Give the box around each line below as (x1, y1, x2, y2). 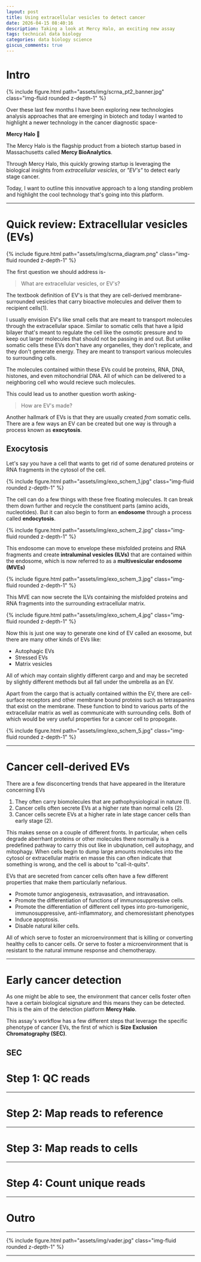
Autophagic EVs (14, 647, 55, 655)
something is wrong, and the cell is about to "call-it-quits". (6, 860, 150, 868)
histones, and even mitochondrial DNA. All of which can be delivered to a (6, 372, 187, 379)
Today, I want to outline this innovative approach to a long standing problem (6, 184, 193, 192)
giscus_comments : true (6, 43, 63, 49)
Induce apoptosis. (14, 915, 60, 923)
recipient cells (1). (6, 304, 48, 311)
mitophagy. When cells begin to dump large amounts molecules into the (6, 848, 183, 855)
